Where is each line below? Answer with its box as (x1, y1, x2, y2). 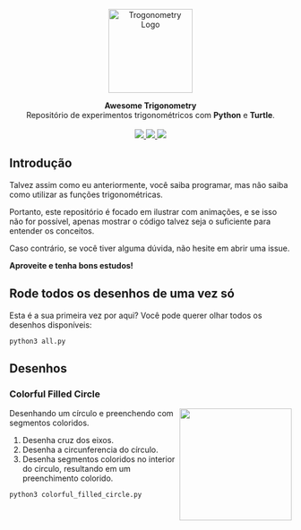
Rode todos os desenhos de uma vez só (9, 286, 235, 302)
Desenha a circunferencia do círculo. (21, 444, 159, 456)
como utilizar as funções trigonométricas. (9, 189, 163, 200)
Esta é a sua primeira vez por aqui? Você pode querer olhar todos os (9, 310, 262, 321)
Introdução (9, 156, 73, 171)
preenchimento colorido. (21, 473, 114, 483)
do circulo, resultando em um (21, 464, 132, 474)
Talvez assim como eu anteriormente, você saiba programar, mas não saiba (9, 179, 288, 190)
